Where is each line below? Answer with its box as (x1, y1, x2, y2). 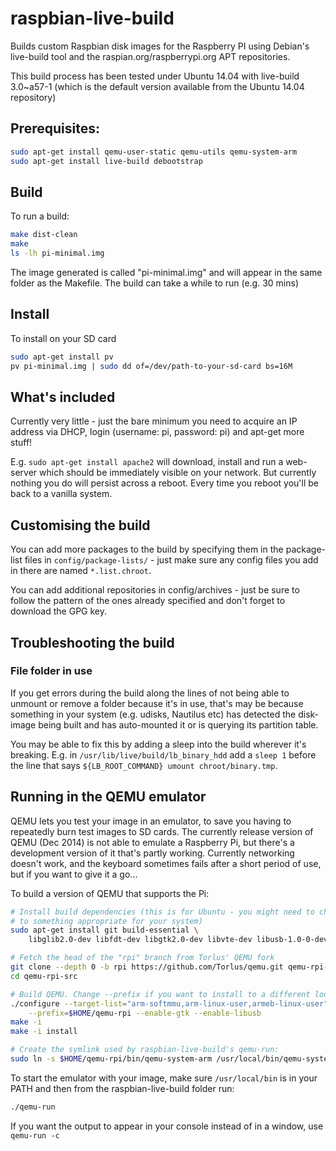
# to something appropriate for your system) (10, 916, 203, 926)
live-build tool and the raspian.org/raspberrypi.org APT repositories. (10, 50, 291, 62)
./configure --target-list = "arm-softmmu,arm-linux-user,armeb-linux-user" (10, 998, 329, 1009)
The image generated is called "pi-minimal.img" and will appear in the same (10, 266, 323, 278)
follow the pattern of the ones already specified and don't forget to (10, 595, 286, 607)
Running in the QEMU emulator (10, 788, 207, 806)
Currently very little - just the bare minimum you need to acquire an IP (10, 415, 298, 427)
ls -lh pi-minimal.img (10, 248, 105, 259)
